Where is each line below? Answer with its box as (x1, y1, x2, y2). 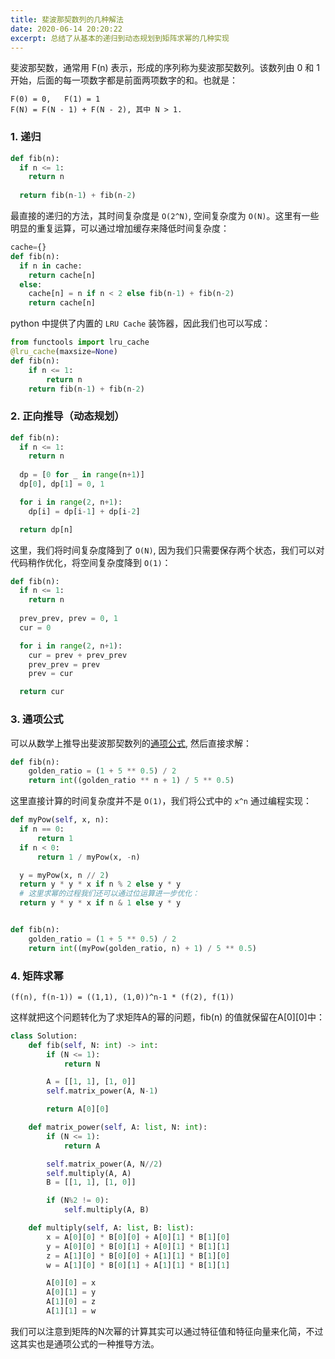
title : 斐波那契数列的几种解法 (10, 14, 124, 25)
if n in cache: (19, 261, 83, 271)
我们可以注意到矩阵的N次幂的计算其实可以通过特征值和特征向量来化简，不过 (10, 1325, 324, 1337)
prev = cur (28, 669, 74, 679)
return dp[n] (19, 524, 74, 535)
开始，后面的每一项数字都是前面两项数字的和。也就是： (10, 74, 238, 86)
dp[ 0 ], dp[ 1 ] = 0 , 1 (19, 479, 105, 490)
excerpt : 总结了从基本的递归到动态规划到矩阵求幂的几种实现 (10, 33, 230, 43)
